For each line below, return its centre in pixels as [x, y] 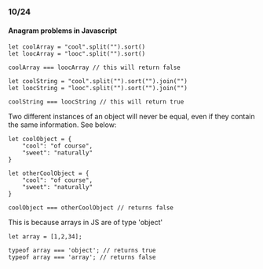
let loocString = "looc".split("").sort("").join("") [98, 89]
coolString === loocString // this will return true [96, 102]
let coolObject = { [40, 140]
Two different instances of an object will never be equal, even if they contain [131, 117]
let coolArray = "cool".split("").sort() [77, 47]
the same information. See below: [62, 125]
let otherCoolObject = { [49, 174]
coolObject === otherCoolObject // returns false [91, 208]
